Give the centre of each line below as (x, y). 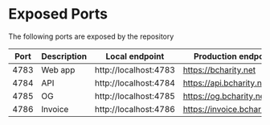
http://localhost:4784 (135, 83)
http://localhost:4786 (135, 109)
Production (215, 56)
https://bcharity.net (219, 69)
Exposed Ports (58, 14)
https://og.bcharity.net (225, 96)
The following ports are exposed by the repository (91, 36)
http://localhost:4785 (135, 96)
